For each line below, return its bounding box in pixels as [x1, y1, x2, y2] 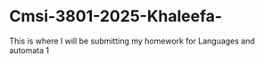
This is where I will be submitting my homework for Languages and [9, 35, 256, 46]
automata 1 [9, 44, 50, 55]
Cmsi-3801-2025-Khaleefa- [9, 6, 223, 27]
